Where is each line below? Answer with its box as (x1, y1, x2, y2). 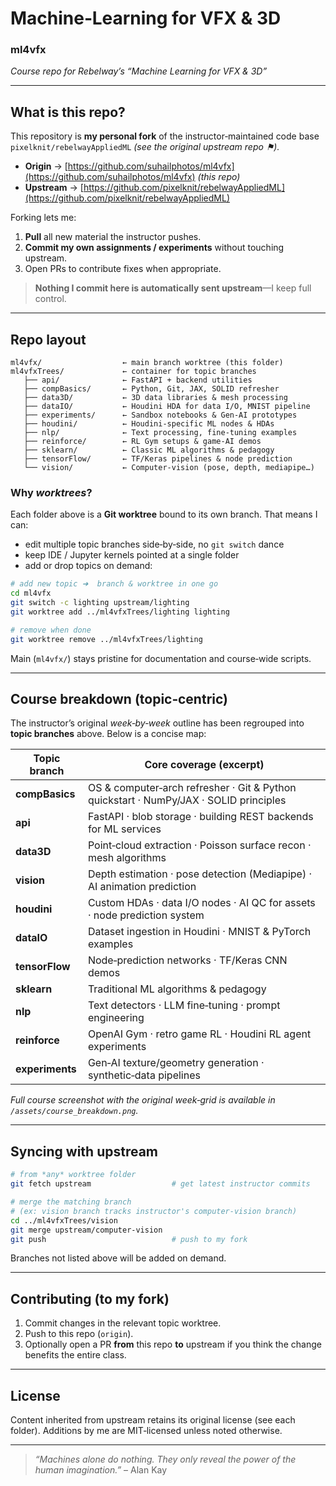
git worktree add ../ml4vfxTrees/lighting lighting (10, 607, 230, 617)
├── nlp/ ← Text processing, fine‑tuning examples (23, 428, 298, 438)
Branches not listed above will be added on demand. (10, 1252, 227, 1264)
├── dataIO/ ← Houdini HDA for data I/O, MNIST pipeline (23, 402, 311, 412)
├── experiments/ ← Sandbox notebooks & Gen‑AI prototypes (23, 410, 298, 421)
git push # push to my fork (10, 1234, 248, 1244)
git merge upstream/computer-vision (10, 1225, 163, 1235)
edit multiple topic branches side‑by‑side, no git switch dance (24, 538, 285, 551)
